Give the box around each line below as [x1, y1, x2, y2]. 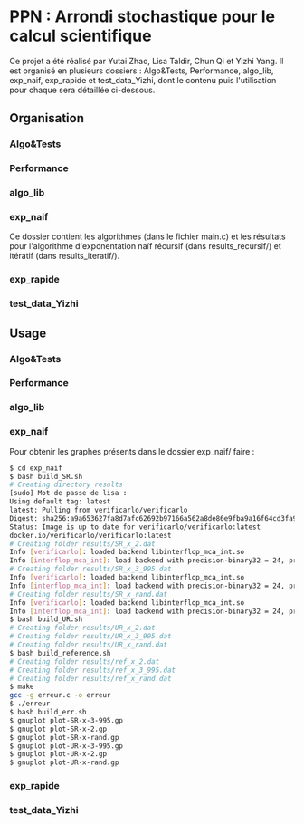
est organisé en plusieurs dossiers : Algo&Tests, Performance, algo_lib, [9, 65, 274, 76]
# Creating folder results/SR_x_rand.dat [9, 589, 168, 599]
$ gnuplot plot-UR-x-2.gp [9, 750, 107, 759]
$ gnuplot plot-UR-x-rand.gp [9, 758, 119, 767]
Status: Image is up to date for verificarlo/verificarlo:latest [9, 522, 261, 532]
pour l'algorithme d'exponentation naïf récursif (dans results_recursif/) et [9, 241, 282, 252]
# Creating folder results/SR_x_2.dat [9, 539, 156, 549]
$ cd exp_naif [9, 464, 63, 473]
